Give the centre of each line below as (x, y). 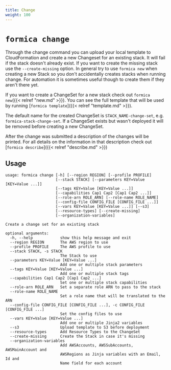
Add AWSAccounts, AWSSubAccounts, (97, 345)
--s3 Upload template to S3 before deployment (80, 328)
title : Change (20, 10)
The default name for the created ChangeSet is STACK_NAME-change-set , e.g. (85, 116)
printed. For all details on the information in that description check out (79, 142)
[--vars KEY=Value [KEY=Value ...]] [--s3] (102, 207)
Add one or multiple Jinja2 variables (101, 323)
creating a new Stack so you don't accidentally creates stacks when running (86, 74)
